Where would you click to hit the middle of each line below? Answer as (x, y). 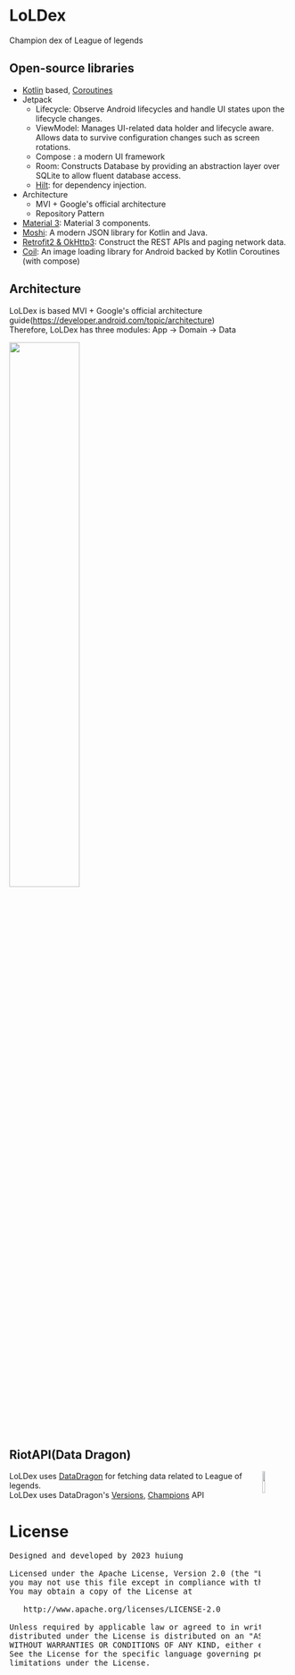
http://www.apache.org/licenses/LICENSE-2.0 (122, 1609)
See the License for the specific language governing (129, 1654)
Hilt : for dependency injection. (91, 185)
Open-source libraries (72, 68)
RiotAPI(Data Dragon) (70, 1455)
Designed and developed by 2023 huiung (96, 1556)
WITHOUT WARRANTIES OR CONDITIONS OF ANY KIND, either (131, 1645)
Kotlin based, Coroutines (67, 89)
